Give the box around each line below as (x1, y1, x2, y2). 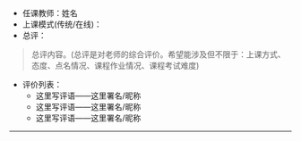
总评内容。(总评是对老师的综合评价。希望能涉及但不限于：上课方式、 (30, 49, 286, 60)
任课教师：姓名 (21, 8, 78, 18)
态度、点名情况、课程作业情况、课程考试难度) (30, 61, 200, 70)
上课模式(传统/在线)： (21, 19, 103, 29)
